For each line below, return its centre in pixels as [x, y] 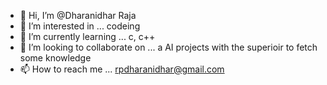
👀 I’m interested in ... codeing [80, 26]
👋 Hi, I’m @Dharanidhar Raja [78, 15]
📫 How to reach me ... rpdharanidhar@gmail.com [122, 69]
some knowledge [55, 58]
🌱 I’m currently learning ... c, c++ [87, 36]
